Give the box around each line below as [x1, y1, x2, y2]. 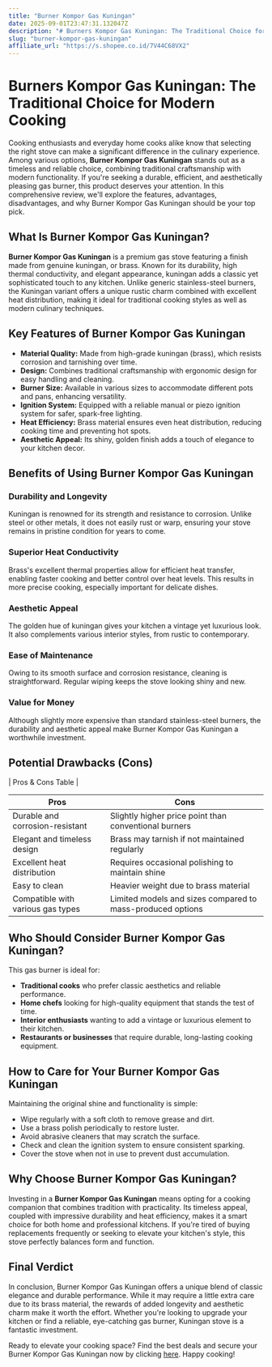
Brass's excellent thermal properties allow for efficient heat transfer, [8, 564, 236, 575]
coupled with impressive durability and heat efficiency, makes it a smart [8, 1211, 248, 1220]
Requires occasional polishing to [109, 857, 233, 868]
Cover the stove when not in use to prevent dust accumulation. [19, 1149, 230, 1158]
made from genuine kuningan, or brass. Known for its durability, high [8, 260, 237, 270]
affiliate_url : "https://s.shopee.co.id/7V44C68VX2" [8, 42, 190, 50]
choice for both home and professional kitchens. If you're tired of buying [8, 1220, 251, 1229]
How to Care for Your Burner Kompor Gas [8, 1064, 220, 1078]
